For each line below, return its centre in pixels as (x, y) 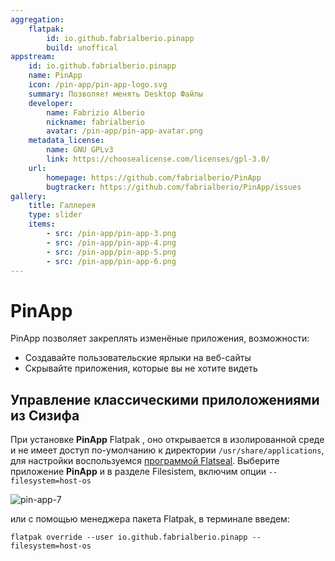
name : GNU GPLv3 (80, 150)
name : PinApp (55, 76)
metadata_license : (66, 141)
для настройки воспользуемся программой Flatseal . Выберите (145, 461)
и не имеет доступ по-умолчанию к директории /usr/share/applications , (167, 450)
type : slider (55, 215)
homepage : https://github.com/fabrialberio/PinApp (154, 177)
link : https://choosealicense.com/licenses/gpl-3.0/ (158, 159)
